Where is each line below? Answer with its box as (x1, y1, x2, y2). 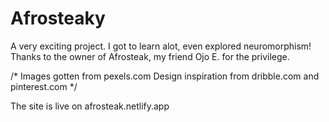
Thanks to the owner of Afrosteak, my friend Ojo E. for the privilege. (10, 50, 290, 62)
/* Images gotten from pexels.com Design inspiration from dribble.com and (10, 70, 320, 82)
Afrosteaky (10, 7, 106, 30)
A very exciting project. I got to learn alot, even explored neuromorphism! (10, 40, 312, 52)
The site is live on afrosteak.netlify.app (10, 100, 170, 112)
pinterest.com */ (10, 80, 78, 92)
